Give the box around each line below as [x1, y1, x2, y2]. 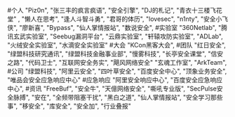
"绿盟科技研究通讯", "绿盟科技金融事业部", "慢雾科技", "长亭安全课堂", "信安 [7, 49, 223, 58]
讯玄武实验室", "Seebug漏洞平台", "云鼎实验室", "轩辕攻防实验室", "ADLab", [7, 32, 223, 40]
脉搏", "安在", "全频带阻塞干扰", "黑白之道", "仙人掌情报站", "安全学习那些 [13, 93, 223, 101]
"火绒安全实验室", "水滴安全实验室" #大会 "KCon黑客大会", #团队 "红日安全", [7, 41, 227, 49]
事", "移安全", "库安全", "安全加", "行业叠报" [7, 102, 131, 110]
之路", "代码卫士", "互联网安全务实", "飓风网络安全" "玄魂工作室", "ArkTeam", [7, 58, 227, 66]
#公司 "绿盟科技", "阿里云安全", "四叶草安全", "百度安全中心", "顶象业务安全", [7, 67, 227, 75]
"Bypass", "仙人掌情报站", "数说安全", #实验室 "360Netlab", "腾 [46, 24, 228, 31]
